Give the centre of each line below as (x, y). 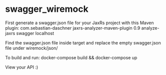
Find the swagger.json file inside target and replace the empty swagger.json (83, 42)
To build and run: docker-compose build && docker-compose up (71, 57)
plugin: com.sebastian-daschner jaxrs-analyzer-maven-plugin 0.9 (73, 28)
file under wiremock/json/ (32, 48)
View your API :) (22, 67)
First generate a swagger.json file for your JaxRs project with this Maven (80, 23)
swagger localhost (35, 33)
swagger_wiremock (47, 9)
